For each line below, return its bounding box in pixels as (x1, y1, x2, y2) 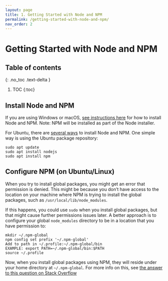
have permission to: (5, 223, 46, 229)
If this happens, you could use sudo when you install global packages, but (5, 207, 157, 213)
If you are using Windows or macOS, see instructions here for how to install (5, 115, 161, 121)
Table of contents (5, 63, 61, 72)
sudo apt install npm (5, 154, 51, 159)
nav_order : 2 (5, 21, 33, 27)
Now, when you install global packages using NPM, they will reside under (5, 259, 157, 265)
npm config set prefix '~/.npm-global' (5, 237, 89, 242)
